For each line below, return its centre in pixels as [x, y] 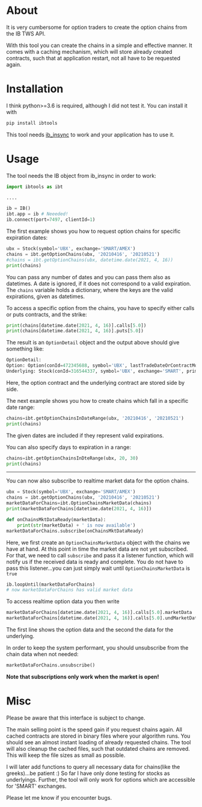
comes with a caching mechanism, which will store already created [89, 51]
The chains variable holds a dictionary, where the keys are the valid [90, 290]
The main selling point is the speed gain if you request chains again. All [94, 729]
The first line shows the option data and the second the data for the [90, 630]
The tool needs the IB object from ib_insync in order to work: [81, 176]
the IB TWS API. [26, 33]
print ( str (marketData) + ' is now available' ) [76, 525]
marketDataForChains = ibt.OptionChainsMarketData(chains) [79, 503]
